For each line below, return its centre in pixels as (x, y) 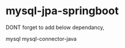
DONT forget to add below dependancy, (55, 27)
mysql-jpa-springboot (62, 11)
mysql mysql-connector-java (41, 39)
